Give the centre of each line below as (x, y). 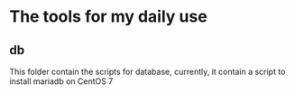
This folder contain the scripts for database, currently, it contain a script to (147, 71)
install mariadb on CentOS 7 (61, 81)
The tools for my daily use (108, 17)
